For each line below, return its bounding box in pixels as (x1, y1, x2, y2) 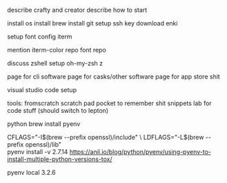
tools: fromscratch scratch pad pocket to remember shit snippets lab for (7, 99, 212, 107)
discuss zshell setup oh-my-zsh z (7, 59, 103, 67)
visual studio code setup (7, 86, 77, 94)
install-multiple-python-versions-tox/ (7, 155, 112, 163)
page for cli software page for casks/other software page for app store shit (7, 72, 221, 80)
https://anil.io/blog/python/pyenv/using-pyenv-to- (69, 148, 212, 155)
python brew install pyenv (7, 120, 81, 128)
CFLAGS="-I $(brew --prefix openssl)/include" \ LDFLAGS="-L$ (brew (7, 133, 204, 141)
